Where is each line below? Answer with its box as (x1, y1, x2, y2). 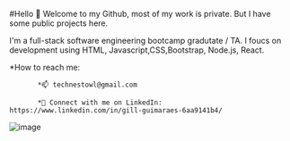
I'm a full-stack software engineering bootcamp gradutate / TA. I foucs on (9, 36, 282, 46)
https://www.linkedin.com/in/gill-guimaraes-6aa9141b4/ (9, 106, 223, 115)
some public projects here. (9, 18, 109, 29)
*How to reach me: (9, 62, 81, 72)
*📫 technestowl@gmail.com (37, 80, 137, 89)
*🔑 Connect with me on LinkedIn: (37, 98, 163, 107)
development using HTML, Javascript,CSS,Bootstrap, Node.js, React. (9, 45, 265, 55)
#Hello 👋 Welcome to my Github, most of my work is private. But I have (9, 9, 271, 19)
